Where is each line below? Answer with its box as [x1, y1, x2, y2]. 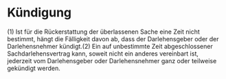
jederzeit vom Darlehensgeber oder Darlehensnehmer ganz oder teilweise [7, 56, 217, 65]
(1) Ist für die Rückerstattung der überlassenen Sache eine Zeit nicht [7, 27, 201, 36]
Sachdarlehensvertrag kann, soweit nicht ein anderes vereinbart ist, [7, 49, 199, 58]
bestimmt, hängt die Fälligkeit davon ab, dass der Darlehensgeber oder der [7, 34, 219, 43]
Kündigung [7, 5, 72, 21]
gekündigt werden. [7, 64, 60, 72]
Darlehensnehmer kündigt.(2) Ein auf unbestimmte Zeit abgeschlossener [7, 42, 213, 50]
